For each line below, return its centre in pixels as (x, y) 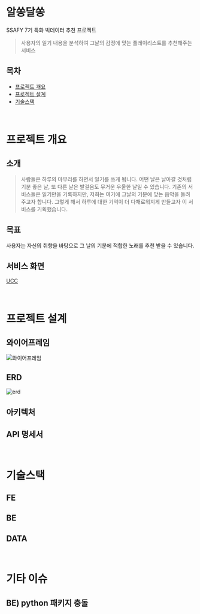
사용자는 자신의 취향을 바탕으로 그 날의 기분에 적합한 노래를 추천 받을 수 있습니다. (100, 245)
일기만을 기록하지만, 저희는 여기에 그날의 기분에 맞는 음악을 (110, 194)
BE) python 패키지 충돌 (47, 603)
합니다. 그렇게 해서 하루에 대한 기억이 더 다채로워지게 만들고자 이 (112, 201)
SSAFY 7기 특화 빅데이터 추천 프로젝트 (51, 30)
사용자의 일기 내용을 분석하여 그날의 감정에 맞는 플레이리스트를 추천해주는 (107, 43)
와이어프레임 (28, 342)
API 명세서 (25, 434)
